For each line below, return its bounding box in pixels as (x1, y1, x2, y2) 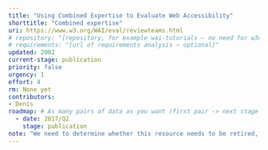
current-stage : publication (8, 56, 102, 64)
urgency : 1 (8, 71, 45, 79)
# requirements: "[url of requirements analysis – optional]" (8, 41, 219, 49)
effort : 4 (8, 78, 41, 86)
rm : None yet (8, 85, 52, 94)
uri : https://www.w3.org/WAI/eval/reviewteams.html (8, 26, 183, 34)
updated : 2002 (8, 48, 56, 56)
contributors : (8, 93, 56, 101)
